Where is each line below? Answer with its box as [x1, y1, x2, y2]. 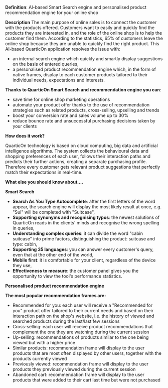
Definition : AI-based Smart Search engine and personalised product [5, 5, 147, 10]
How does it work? [5, 133, 45, 139]
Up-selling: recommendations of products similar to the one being [12, 334, 149, 340]
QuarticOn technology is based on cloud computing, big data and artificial [5, 143, 158, 149]
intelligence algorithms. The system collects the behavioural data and [5, 148, 149, 154]
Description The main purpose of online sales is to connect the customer [5, 20, 157, 25]
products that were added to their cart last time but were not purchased [12, 377, 160, 383]
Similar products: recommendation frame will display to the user [12, 345, 145, 351]
